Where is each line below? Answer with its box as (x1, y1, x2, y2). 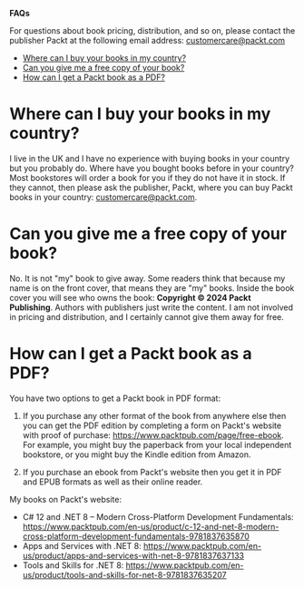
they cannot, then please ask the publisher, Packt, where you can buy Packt (9, 182, 293, 193)
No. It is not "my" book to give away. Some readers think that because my (9, 273, 286, 284)
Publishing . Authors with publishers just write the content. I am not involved (9, 302, 293, 313)
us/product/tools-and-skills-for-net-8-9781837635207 (22, 569, 227, 580)
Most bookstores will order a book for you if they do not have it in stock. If (9, 172, 286, 183)
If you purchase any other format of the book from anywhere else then (22, 410, 287, 421)
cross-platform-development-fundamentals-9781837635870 (22, 531, 250, 542)
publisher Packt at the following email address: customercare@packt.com (9, 35, 286, 45)
